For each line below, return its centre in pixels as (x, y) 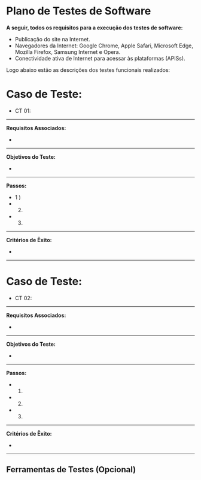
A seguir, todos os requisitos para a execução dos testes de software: (95, 28)
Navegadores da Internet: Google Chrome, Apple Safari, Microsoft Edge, (104, 46)
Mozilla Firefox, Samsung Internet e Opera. (68, 52)
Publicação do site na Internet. (53, 39)
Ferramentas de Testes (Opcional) (71, 470)
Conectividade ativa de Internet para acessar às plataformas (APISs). (100, 58)
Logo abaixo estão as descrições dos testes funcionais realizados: (88, 70)
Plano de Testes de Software (79, 11)
